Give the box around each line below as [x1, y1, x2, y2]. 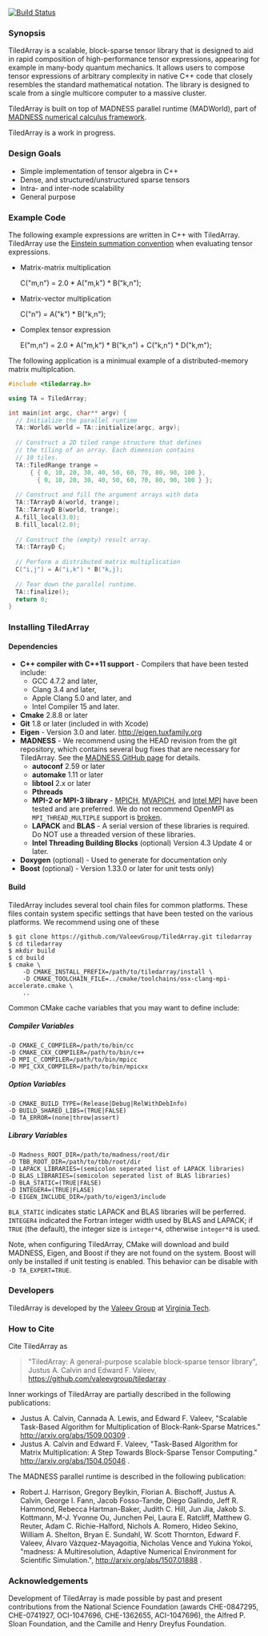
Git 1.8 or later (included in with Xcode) [19, 719, 150, 729]
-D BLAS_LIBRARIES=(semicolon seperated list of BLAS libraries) [8, 1172, 230, 1180]
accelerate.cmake [8, 982, 66, 990]
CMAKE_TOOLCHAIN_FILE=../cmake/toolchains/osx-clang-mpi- [33, 974, 230, 982]
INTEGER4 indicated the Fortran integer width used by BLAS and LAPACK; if [8, 1215, 254, 1225]
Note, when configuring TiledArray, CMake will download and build [8, 1239, 230, 1249]
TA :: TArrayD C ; [15, 543, 66, 551]
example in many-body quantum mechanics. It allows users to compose [8, 63, 246, 72]
